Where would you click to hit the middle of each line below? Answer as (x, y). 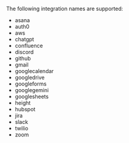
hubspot (25, 109)
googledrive (30, 77)
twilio (21, 128)
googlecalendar (34, 71)
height (23, 103)
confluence (29, 45)
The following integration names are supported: (65, 9)
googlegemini (32, 90)
